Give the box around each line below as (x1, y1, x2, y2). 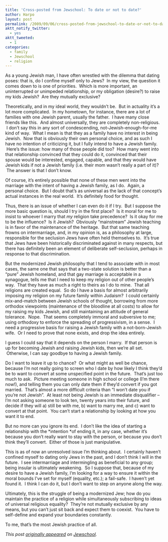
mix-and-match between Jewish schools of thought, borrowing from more (5, 298, 158, 304)
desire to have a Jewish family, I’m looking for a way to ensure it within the (5, 470, 158, 476)
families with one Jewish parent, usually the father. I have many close (5, 114, 149, 120)
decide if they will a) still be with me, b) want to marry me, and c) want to (5, 402, 155, 409)
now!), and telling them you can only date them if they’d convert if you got (5, 381, 157, 387)
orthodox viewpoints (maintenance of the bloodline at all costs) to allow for (5, 303, 159, 309)
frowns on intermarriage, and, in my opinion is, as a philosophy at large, (5, 229, 152, 236)
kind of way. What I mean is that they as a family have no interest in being (5, 130, 158, 136)
